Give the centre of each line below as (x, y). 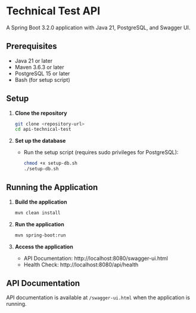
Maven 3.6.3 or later (39, 67)
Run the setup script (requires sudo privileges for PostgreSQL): (101, 152)
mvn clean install (38, 213)
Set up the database (40, 141)
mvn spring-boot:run (40, 235)
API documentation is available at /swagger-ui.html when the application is (98, 297)
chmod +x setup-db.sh (50, 163)
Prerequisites (32, 46)
